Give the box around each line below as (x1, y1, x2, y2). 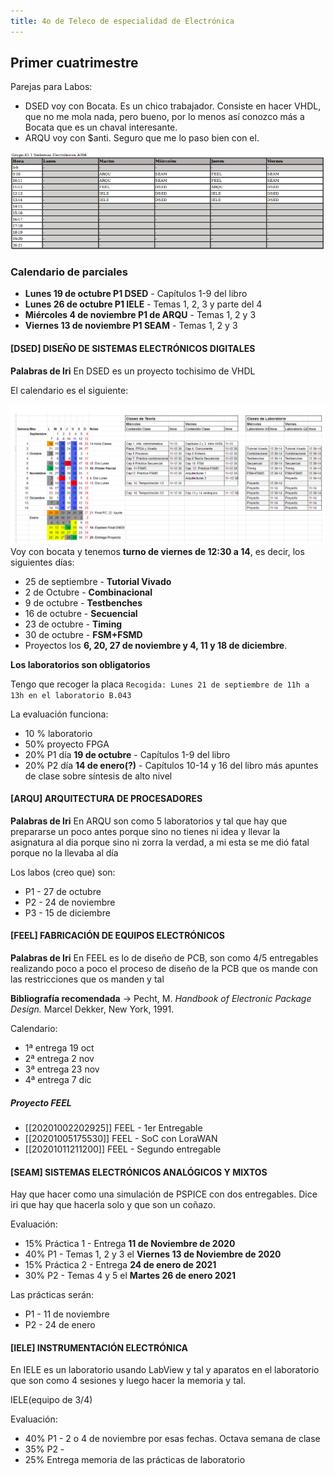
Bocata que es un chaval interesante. (24, 121, 178, 134)
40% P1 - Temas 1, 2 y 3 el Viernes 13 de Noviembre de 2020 (24, 1248, 282, 1260)
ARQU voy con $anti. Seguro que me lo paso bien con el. (24, 132, 260, 144)
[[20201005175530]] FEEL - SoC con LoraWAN (24, 1132, 218, 1144)
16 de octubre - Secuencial (24, 607, 138, 619)
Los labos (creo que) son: (10, 866, 116, 878)
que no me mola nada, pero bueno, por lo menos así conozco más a (24, 111, 305, 123)
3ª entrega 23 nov (24, 1063, 100, 1075)
